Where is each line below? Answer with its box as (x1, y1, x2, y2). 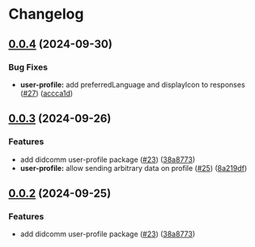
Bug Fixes (8, 62, 49, 73)
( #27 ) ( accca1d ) (19, 88, 74, 98)
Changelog (8, 5, 84, 23)
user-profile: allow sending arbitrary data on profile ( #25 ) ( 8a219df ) (19, 163, 248, 172)
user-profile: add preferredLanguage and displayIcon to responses (19, 79, 245, 89)
